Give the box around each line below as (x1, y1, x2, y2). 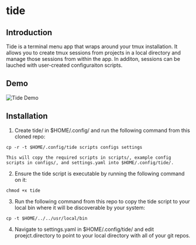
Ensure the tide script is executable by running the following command (14, 170, 185, 177)
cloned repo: (14, 133, 46, 140)
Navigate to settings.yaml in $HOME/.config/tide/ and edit (14, 226, 154, 233)
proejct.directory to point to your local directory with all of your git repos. (14, 232, 191, 239)
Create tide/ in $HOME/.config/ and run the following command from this (14, 127, 190, 134)
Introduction (6, 28, 53, 38)
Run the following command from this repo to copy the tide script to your (14, 198, 190, 205)
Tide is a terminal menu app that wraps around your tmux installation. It (6, 43, 178, 50)
